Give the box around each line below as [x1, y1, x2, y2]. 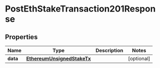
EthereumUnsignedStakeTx [26, 55, 91, 62]
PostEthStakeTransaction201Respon [5, 3, 156, 14]
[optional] [128, 55, 151, 62]
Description [95, 47, 124, 54]
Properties [5, 33, 38, 41]
